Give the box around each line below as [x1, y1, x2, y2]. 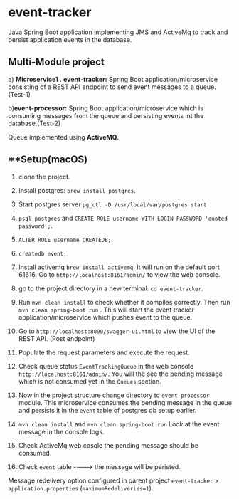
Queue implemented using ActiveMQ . [8, 132, 119, 141]
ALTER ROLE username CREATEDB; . [18, 235, 113, 243]
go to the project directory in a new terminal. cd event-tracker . [18, 284, 203, 293]
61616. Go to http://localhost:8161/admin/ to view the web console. [18, 270, 221, 278]
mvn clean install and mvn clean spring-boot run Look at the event [18, 419, 220, 428]
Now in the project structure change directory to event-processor [18, 391, 210, 399]
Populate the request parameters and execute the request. [18, 348, 191, 357]
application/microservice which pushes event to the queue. [18, 312, 193, 321]
